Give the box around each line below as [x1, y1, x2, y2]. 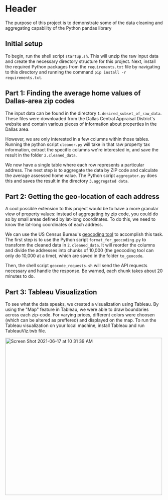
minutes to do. [5, 273, 35, 279]
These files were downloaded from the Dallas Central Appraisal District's [5, 115, 155, 121]
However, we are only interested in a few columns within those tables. [5, 136, 149, 142]
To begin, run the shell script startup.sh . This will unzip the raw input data [5, 53, 159, 59]
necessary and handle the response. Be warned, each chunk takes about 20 [5, 268, 163, 274]
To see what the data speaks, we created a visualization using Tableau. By [5, 301, 159, 307]
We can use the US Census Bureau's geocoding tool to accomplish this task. [5, 231, 163, 237]
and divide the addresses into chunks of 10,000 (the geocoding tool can [5, 247, 154, 254]
